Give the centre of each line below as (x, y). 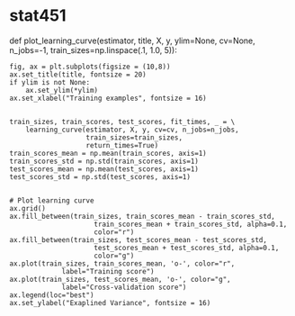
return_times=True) (122, 145)
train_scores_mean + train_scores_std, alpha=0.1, (191, 224)
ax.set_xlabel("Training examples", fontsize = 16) (108, 98)
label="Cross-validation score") (124, 287)
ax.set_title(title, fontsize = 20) (78, 74)
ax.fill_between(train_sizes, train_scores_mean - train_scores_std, (143, 216)
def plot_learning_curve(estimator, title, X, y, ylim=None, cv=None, (133, 41)
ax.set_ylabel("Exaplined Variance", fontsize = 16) (110, 302)
